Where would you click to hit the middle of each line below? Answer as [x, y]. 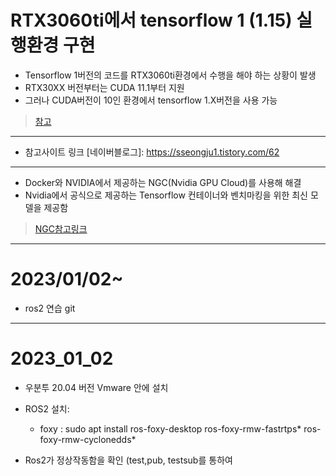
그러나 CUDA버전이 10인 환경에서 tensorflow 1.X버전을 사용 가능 [151, 100]
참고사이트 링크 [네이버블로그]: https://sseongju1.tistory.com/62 [152, 152]
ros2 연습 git [50, 308]
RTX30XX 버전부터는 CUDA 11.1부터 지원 [104, 87]
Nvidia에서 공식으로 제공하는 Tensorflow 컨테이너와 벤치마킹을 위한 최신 [166, 195]
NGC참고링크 [61, 228]
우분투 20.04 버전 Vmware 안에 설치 [96, 387]
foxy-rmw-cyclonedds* [88, 439]
